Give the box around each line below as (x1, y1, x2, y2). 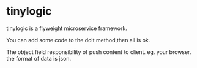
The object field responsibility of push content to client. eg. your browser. (6, 48, 191, 56)
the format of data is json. (6, 55, 72, 62)
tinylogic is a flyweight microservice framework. (6, 25, 127, 32)
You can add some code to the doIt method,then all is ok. (6, 36, 151, 43)
